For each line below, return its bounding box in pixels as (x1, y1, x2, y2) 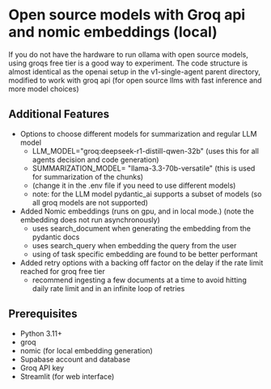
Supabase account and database (19, 354, 131, 364)
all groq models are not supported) (32, 197, 148, 207)
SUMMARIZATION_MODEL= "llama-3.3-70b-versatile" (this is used (32, 163, 256, 173)
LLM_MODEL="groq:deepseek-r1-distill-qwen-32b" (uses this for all (32, 146, 259, 155)
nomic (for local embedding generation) (19, 345, 154, 355)
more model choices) (8, 83, 79, 94)
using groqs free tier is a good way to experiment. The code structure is (8, 58, 248, 68)
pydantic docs (32, 232, 80, 242)
